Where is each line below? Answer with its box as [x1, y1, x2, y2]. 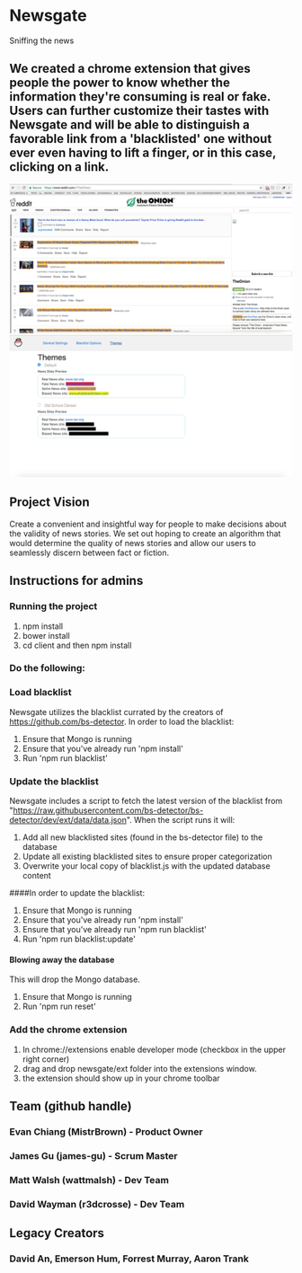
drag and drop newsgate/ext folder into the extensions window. [22, 1063, 258, 1074]
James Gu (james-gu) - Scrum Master [9, 1149, 178, 1162]
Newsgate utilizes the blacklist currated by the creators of [9, 706, 224, 717]
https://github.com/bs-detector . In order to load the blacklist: [9, 716, 235, 727]
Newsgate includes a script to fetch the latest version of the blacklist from [9, 796, 283, 807]
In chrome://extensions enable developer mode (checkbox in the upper [22, 1044, 286, 1055]
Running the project [9, 600, 98, 613]
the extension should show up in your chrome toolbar [22, 1073, 220, 1083]
